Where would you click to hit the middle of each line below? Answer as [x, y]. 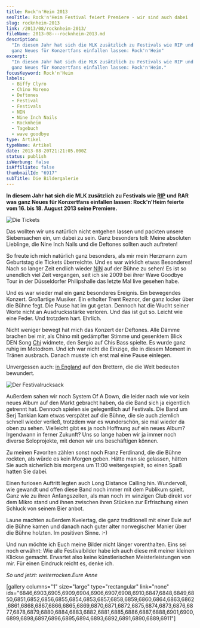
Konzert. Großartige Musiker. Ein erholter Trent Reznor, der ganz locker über [100, 299]
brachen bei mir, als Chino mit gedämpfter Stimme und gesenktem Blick [94, 336]
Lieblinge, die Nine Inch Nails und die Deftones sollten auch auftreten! [92, 244]
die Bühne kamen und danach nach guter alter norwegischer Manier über [96, 526]
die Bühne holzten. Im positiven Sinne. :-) [57, 532]
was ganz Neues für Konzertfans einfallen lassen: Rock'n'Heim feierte [95, 202]
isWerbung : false [28, 162]
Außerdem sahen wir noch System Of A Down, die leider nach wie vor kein [98, 396]
